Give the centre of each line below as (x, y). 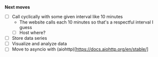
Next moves (17, 7)
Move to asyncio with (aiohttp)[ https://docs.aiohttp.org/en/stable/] (80, 49)
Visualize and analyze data (39, 44)
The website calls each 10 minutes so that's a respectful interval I (86, 22)
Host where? (32, 33)
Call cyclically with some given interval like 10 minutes (67, 16)
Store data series (29, 38)
